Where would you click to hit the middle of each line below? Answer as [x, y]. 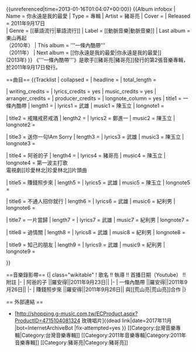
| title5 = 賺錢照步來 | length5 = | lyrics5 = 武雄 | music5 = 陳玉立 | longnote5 [98, 182]
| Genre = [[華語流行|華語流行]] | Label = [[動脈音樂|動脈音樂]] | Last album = [98, 30]
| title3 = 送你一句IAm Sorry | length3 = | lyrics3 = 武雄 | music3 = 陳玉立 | [95, 137]
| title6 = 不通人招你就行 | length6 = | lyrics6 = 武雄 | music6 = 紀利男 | [91, 201]
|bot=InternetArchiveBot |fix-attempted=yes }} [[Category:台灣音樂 [95, 328]
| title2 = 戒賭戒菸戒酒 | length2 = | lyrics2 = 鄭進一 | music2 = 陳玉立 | [91, 118]
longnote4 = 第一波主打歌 [37, 163]
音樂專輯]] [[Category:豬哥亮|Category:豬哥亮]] [71, 342]
